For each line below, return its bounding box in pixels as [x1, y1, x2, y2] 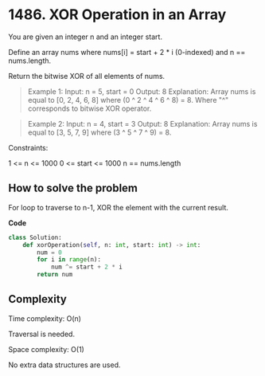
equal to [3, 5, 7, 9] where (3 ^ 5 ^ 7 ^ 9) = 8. [27, 127, 172, 137]
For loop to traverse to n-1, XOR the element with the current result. [8, 202, 228, 212]
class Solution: [8, 233, 62, 241]
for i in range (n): [37, 256, 102, 264]
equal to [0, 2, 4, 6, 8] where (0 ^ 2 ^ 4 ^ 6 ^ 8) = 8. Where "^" [27, 95, 229, 104]
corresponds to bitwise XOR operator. [27, 104, 152, 113]
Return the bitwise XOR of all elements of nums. [8, 71, 166, 80]
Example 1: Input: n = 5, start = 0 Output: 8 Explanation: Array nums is [27, 86, 256, 96]
